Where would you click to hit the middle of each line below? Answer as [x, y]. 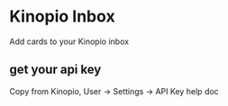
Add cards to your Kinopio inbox [69, 41]
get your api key [55, 70]
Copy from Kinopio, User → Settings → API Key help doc [114, 91]
